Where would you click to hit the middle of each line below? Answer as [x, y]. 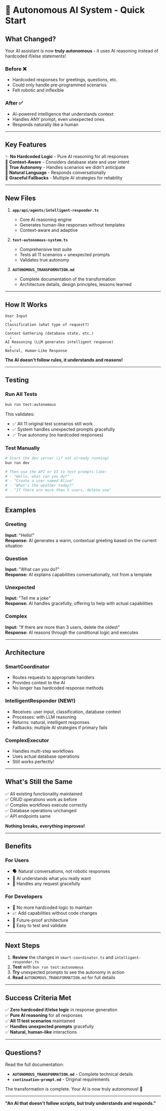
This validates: [20, 414]
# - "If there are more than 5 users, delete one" [58, 490]
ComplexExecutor [27, 740]
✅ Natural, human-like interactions [41, 1032]
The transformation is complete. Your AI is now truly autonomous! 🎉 [74, 1089]
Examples [21, 510]
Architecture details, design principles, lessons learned [76, 284]
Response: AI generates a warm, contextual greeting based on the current [81, 540]
